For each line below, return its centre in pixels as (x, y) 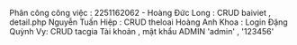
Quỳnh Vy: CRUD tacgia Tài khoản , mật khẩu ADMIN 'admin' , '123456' (142, 31)
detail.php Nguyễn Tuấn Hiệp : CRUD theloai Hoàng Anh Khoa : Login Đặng (148, 22)
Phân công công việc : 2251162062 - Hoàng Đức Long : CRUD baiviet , (140, 13)
